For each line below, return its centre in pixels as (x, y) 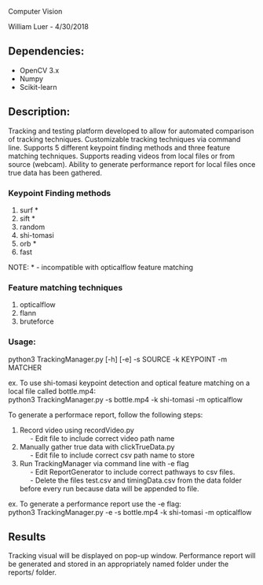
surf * (29, 210)
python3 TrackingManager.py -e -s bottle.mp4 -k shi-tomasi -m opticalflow (130, 512)
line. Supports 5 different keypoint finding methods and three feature (119, 147)
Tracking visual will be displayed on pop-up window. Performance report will (132, 556)
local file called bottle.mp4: (52, 391)
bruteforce (37, 321)
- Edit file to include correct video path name (102, 438)
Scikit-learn (38, 87)
